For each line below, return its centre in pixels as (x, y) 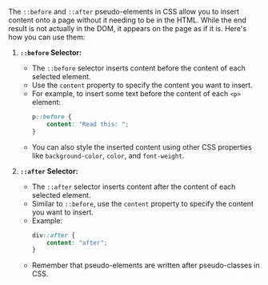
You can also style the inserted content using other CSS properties (142, 147)
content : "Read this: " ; (88, 124)
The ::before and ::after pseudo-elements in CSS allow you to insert (124, 12)
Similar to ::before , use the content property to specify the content (143, 203)
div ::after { (54, 235)
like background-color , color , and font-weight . (108, 155)
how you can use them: (47, 37)
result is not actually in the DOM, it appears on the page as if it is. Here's (128, 28)
